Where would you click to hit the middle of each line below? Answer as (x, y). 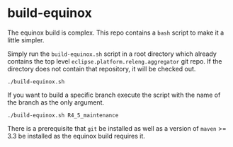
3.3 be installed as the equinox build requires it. (76, 136)
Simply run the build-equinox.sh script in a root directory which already (112, 54)
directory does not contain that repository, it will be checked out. (102, 69)
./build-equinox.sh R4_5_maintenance (63, 115)
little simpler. (26, 40)
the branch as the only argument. (56, 102)
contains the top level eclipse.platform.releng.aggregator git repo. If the (115, 61)
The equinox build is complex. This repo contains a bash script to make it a (116, 33)
